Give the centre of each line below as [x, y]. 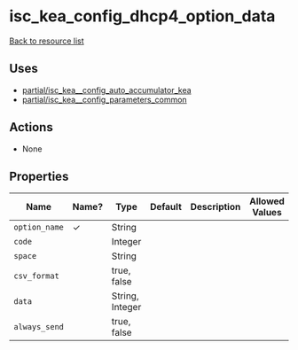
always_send [39, 327]
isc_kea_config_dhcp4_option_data [142, 16]
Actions [31, 127]
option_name [39, 227]
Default [165, 207]
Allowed [267, 201]
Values [267, 213]
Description [216, 207]
